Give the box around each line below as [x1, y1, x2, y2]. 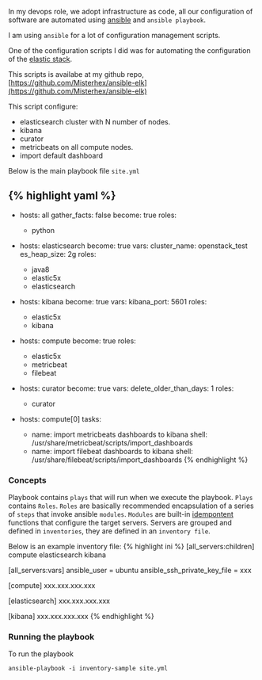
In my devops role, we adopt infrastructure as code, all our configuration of [8, 7, 253, 16]
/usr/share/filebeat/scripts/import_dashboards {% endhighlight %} [31, 455, 249, 464]
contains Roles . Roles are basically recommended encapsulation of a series [8, 501, 255, 510]
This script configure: [8, 102, 78, 111]
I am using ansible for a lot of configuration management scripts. [8, 31, 221, 40]
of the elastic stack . [8, 55, 73, 63]
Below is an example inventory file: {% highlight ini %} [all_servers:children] [8, 542, 255, 552]
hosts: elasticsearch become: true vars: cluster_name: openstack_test [19, 241, 248, 250]
